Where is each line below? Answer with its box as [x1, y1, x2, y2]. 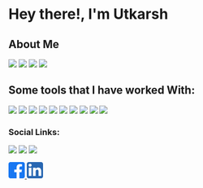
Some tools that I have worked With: [8, 83, 196, 98]
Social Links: [8, 126, 60, 138]
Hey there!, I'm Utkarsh [8, 5, 169, 24]
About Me [8, 37, 59, 51]
